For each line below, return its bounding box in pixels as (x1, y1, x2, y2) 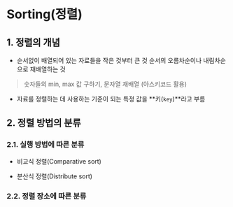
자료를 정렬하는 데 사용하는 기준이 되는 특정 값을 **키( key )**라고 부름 (16, 95, 206, 103)
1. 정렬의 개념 (6, 36, 60, 48)
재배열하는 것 (29, 65, 66, 73)
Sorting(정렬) (6, 6, 83, 22)
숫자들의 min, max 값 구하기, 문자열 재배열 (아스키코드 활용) (23, 80, 187, 88)
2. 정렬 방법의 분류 (6, 117, 81, 129)
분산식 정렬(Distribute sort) (16, 172, 92, 180)
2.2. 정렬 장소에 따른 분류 (6, 191, 87, 201)
